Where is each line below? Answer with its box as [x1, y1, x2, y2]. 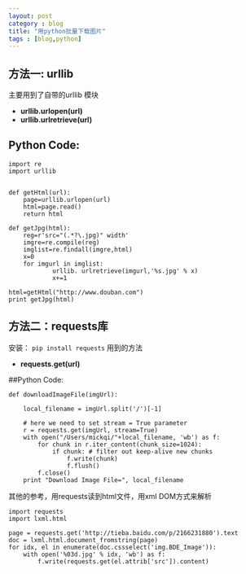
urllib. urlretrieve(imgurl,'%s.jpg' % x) [51, 266, 199, 275]
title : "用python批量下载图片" [8, 27, 106, 35]
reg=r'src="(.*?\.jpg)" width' [23, 231, 130, 239]
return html [23, 209, 64, 218]
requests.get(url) [20, 359, 81, 369]
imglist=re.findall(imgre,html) [23, 245, 133, 253]
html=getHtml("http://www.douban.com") [8, 288, 144, 296]
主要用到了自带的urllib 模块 [8, 90, 99, 100]
